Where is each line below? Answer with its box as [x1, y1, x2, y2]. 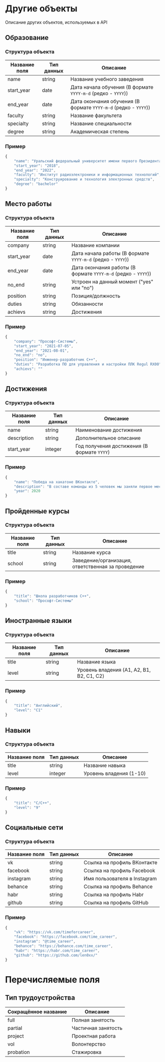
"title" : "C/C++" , [14, 800, 52, 806]
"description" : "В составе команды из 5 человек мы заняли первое [14, 484, 153, 489]
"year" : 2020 [14, 489, 41, 494]
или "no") [71, 284, 94, 291]
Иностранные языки [5, 617, 72, 625]
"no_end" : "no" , [14, 353, 48, 358]
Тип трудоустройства [5, 993, 75, 1002]
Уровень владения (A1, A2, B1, [77, 666, 151, 673]
